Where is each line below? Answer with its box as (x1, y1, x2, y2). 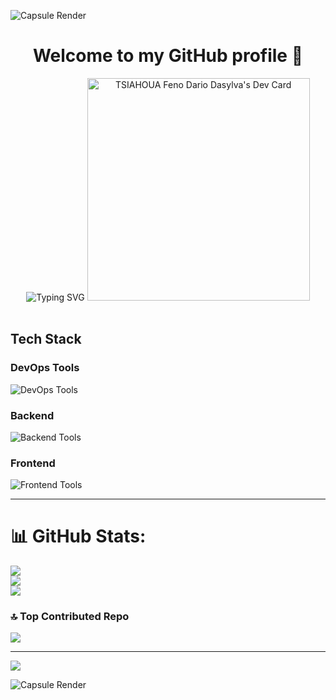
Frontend (10, 456, 56, 470)
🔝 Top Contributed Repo (10, 610, 130, 624)
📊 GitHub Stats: (10, 525, 147, 548)
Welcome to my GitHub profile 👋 (32, 45, 304, 67)
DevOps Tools (10, 361, 80, 375)
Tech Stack (10, 331, 82, 348)
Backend (10, 408, 55, 422)
